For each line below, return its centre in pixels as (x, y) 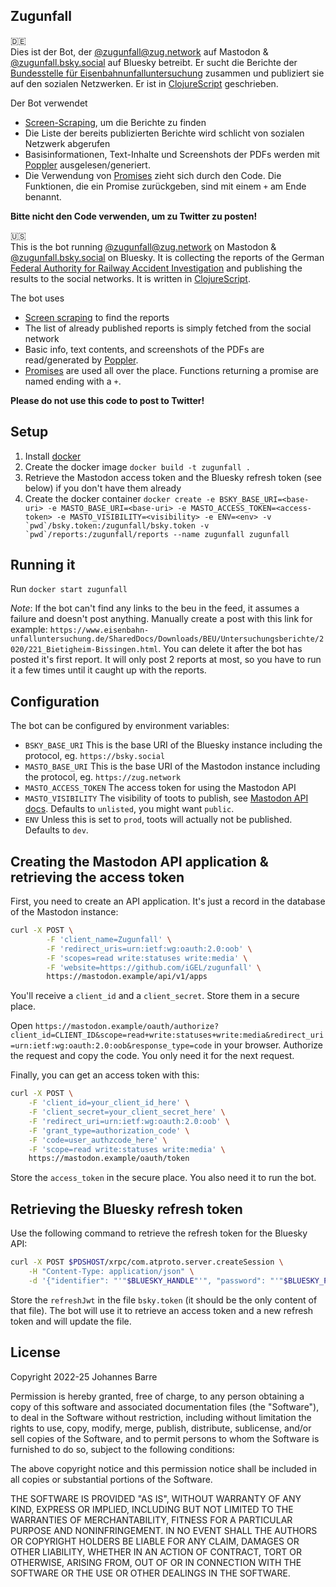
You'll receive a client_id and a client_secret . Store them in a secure (155, 996)
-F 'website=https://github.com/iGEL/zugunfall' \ (154, 967)
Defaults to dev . (56, 830)
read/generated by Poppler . (81, 360)
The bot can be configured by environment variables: (120, 726)
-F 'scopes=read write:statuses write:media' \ (147, 958)
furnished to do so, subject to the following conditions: (122, 1449)
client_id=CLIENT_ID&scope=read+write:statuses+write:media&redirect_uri (167, 1035)
